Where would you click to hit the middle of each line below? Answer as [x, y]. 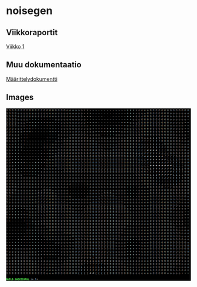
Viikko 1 [15, 46]
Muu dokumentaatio [44, 65]
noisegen [29, 11]
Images [20, 98]
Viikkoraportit [32, 33]
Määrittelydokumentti [32, 79]
